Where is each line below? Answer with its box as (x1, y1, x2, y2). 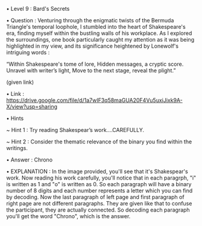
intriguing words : (6, 49, 50, 56)
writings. (6, 145, 28, 151)
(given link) (6, 78, 34, 86)
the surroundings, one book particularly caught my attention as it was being (6, 36, 195, 43)
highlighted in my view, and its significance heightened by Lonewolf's (6, 42, 179, 49)
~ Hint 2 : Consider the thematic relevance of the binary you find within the (6, 138, 192, 145)
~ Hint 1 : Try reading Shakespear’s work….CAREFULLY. (6, 127, 145, 133)
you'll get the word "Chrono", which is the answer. (6, 213, 131, 219)
